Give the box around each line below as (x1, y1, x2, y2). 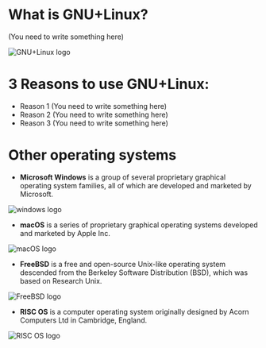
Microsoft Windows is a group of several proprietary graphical (19, 172, 226, 182)
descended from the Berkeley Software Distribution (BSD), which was (19, 268, 249, 277)
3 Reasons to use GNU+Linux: (8, 75, 210, 93)
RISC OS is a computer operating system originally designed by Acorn (19, 307, 249, 316)
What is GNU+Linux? (8, 6, 148, 24)
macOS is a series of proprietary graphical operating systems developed (19, 220, 258, 230)
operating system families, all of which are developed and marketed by (19, 180, 252, 190)
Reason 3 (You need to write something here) (19, 118, 169, 128)
